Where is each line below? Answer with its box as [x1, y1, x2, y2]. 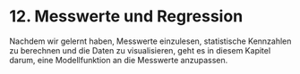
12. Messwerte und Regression [9, 6, 244, 27]
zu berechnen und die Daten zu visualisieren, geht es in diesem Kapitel [9, 45, 271, 55]
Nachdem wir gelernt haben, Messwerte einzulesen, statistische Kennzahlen [9, 36, 292, 46]
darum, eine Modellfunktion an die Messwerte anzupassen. [9, 54, 228, 65]
